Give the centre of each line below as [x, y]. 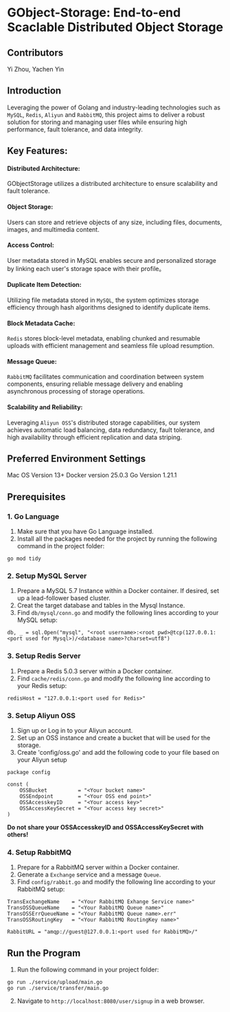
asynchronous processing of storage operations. [76, 391]
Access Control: [31, 245]
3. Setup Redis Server [44, 656]
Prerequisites [36, 497]
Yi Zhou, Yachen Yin [35, 69]
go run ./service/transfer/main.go [58, 989]
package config [29, 773]
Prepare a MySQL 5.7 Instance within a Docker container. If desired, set [118, 591]
